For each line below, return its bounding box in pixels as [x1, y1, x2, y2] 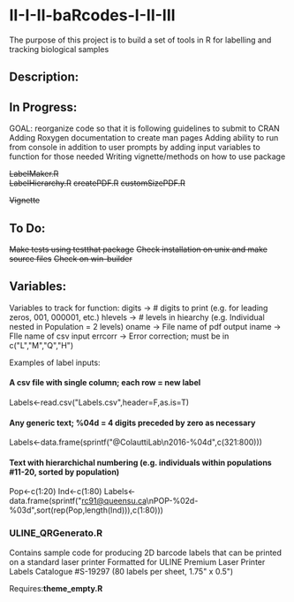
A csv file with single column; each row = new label [9, 377, 201, 388]
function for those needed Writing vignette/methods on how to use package [9, 151, 286, 162]
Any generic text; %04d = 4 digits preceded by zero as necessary [9, 417, 256, 428]
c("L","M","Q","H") [9, 339, 73, 350]
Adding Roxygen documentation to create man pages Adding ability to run [9, 133, 279, 143]
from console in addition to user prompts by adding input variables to [9, 142, 260, 153]
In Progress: [9, 99, 78, 115]
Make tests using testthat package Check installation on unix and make [9, 244, 268, 255]
